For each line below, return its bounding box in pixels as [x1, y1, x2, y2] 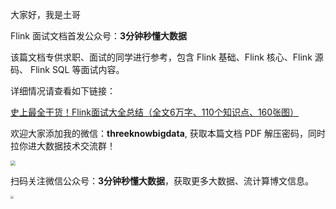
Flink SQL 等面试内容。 [29, 64, 125, 75]
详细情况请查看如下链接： [10, 85, 116, 97]
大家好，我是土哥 [10, 9, 81, 20]
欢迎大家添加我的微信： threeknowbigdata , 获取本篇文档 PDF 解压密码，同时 [10, 128, 326, 139]
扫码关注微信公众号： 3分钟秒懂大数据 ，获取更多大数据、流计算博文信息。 [10, 175, 315, 187]
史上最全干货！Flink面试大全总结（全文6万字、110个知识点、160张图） [10, 106, 300, 118]
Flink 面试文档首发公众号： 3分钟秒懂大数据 [10, 30, 187, 42]
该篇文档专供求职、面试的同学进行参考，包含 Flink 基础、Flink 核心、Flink [10, 51, 313, 63]
